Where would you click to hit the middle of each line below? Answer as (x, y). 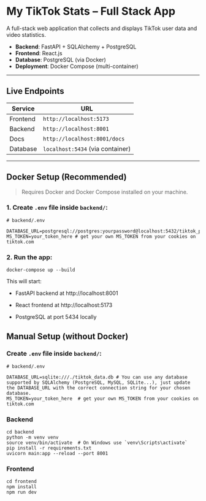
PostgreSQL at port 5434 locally (56, 317)
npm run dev (21, 492)
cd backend (20, 432)
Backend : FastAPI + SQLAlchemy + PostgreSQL (76, 47)
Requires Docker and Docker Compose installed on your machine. (105, 192)
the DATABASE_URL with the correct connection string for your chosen (98, 388)
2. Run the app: (29, 257)
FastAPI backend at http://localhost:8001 (67, 293)
